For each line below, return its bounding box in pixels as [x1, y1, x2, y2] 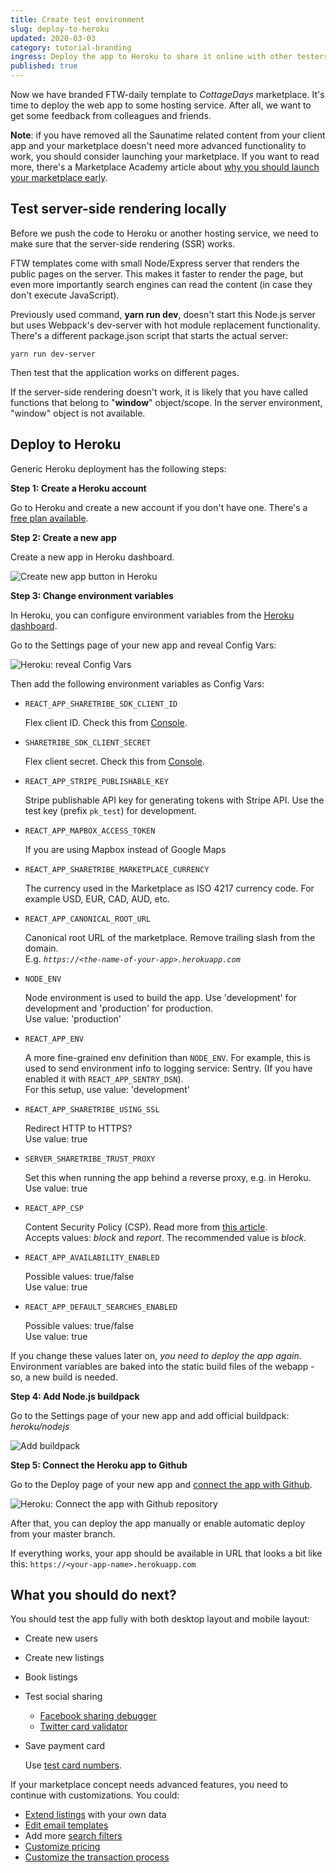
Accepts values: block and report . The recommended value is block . [24, 1231, 307, 1243]
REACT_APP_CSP [24, 1203, 84, 1213]
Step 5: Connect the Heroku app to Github [10, 1459, 188, 1471]
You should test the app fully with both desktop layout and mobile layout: [10, 1613, 310, 1625]
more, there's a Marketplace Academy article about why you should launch [10, 161, 320, 173]
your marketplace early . [10, 172, 108, 183]
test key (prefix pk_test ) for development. [24, 804, 197, 816]
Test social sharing [24, 1691, 103, 1703]
